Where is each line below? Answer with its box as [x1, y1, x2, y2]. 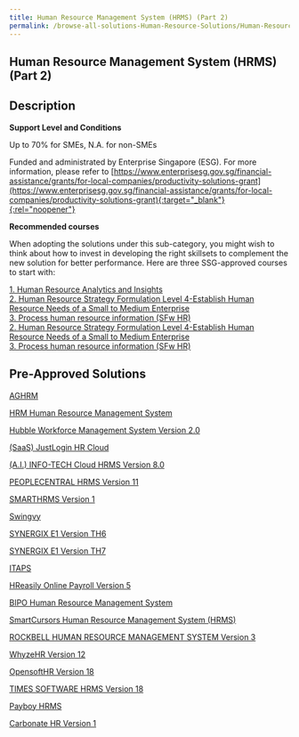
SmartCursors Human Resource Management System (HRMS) [9, 614, 237, 625]
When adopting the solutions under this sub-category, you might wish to [9, 238, 275, 249]
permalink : [9, 21, 50, 30]
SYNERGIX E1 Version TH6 [9, 528, 107, 539]
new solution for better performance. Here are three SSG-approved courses [9, 257, 287, 268]
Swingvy [9, 511, 42, 522]
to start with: [9, 266, 56, 277]
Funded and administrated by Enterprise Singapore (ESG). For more [9, 157, 257, 167]
